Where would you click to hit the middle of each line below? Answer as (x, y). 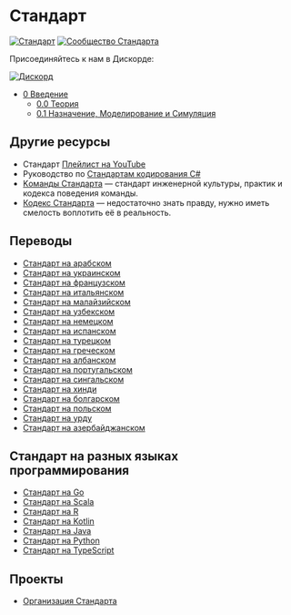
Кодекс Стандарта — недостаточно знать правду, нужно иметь (146, 202)
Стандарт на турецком (67, 340)
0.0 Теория (57, 103)
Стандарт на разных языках (94, 456)
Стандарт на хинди (60, 389)
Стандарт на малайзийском (76, 302)
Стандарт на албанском (69, 360)
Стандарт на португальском (78, 369)
